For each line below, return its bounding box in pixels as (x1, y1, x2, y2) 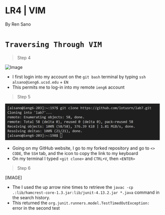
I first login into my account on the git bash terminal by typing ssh (12, 74, 146, 80)
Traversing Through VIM (5, 40, 102, 49)
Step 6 (17, 165, 31, 171)
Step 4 (17, 55, 31, 61)
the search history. (12, 195, 51, 201)
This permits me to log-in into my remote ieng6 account (12, 84, 125, 90)
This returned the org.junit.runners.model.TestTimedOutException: (12, 200, 150, 206)
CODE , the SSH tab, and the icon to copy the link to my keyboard (12, 151, 138, 156)
